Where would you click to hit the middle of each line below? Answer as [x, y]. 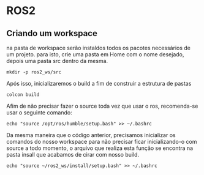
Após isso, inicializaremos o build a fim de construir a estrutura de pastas [99, 84]
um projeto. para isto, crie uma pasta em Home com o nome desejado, [95, 54]
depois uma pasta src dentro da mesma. [57, 61]
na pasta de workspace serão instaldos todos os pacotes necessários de [99, 48]
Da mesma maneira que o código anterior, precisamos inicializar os [91, 135]
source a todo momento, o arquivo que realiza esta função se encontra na [100, 148]
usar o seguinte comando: [39, 113]
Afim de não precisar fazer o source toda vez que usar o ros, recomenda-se [102, 106]
